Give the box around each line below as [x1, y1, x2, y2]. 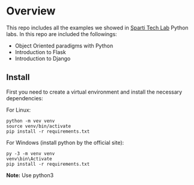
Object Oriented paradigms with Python [14, 42, 114, 49]
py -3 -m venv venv [6, 150, 55, 157]
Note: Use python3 [6, 171, 54, 178]
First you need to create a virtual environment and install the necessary [6, 88, 183, 96]
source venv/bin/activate [6, 123, 71, 129]
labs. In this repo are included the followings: [6, 30, 117, 37]
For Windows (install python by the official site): [6, 139, 124, 146]
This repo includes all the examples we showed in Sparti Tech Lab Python [6, 24, 189, 31]
